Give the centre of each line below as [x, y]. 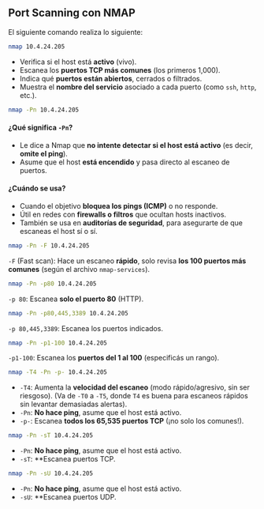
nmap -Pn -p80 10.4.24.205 [52, 284]
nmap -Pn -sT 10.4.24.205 [50, 435]
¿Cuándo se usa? [37, 188]
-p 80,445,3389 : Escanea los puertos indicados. [86, 328]
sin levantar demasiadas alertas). [73, 404]
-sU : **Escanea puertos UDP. [68, 497]
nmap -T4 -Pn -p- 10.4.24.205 [58, 372]
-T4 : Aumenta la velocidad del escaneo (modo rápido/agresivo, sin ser [135, 387]
